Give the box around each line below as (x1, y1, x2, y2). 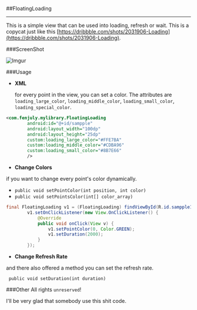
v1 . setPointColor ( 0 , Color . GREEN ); (47, 226, 135, 232)
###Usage (6, 69, 32, 75)
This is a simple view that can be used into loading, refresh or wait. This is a (6, 22, 189, 29)
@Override (37, 215, 62, 221)
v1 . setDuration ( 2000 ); (47, 231, 104, 237)
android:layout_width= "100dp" (27, 126, 101, 132)
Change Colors (14, 164, 53, 171)
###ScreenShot (6, 46, 45, 52)
